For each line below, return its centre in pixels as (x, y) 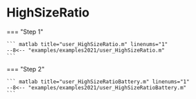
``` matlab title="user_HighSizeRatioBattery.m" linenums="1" (98, 81)
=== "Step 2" (26, 69)
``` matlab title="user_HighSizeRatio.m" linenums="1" (87, 44)
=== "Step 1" (25, 32)
